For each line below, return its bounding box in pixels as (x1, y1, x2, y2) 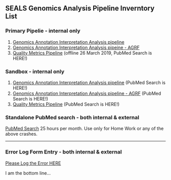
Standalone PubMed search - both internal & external (5, 114, 139, 121)
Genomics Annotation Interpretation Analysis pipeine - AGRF (12, 44, 140, 50)
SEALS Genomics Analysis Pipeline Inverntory (5, 4, 155, 13)
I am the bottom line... (5, 170, 51, 176)
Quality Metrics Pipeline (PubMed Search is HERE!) (12, 101, 120, 107)
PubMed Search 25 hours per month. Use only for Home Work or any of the (5, 125, 164, 132)
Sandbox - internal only (5, 68, 65, 75)
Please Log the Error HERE (5, 160, 61, 166)
